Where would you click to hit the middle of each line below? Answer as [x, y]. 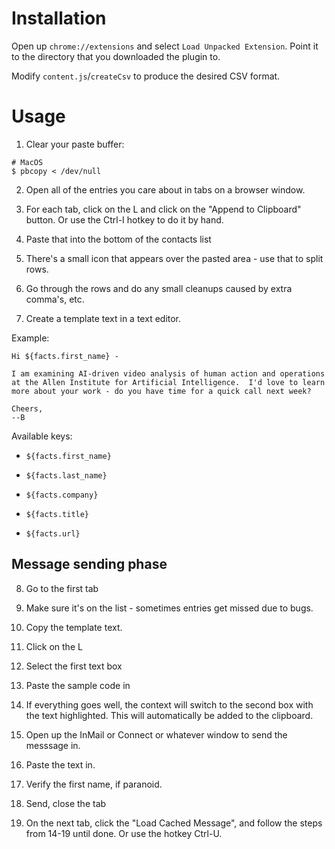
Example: [30, 338]
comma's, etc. [55, 299]
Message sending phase [89, 564]
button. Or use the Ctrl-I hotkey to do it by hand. [124, 219]
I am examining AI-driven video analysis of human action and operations [168, 373]
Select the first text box [74, 666]
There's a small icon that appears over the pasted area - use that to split [174, 258]
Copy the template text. [74, 627]
